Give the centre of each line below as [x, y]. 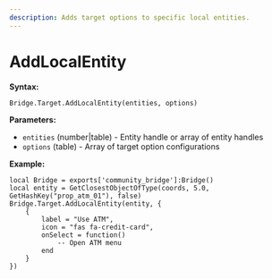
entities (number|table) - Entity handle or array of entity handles [143, 137]
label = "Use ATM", [78, 219]
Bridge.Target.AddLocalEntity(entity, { [86, 203]
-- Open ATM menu [89, 242]
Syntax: [24, 87]
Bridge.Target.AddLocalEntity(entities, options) [104, 103]
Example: [27, 164]
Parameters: [33, 119]
